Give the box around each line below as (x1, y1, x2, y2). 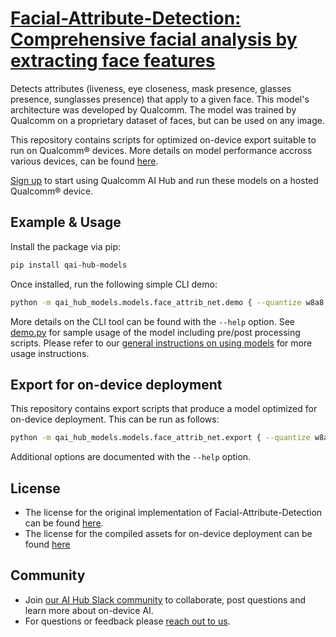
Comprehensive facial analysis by (10, 28, 298, 51)
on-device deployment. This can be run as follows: (10, 413, 220, 426)
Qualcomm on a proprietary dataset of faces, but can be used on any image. (10, 114, 325, 126)
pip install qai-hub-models (10, 260, 128, 270)
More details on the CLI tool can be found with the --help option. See (10, 315, 295, 327)
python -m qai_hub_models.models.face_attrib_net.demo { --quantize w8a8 (10, 297, 325, 307)
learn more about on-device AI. (24, 604, 154, 616)
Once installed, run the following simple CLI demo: (10, 278, 218, 290)
